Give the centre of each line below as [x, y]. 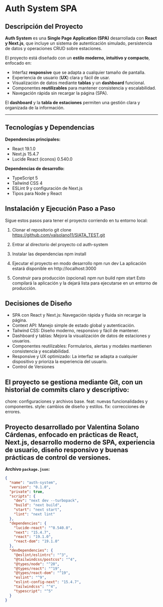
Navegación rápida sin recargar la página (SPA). [60, 93]
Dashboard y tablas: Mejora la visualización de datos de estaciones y [81, 336]
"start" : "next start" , [38, 510]
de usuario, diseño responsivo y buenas [67, 450]
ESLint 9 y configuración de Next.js [47, 188]
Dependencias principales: [33, 139]
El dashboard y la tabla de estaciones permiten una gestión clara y [73, 102]
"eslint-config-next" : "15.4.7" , [48, 582]
